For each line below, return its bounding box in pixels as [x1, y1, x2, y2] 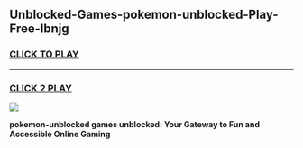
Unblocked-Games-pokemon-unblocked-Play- [9, 7, 279, 22]
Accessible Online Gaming [9, 128, 111, 139]
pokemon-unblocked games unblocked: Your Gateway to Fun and [9, 118, 260, 129]
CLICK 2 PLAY [9, 82, 72, 94]
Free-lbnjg [9, 22, 69, 37]
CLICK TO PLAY [9, 48, 79, 61]
